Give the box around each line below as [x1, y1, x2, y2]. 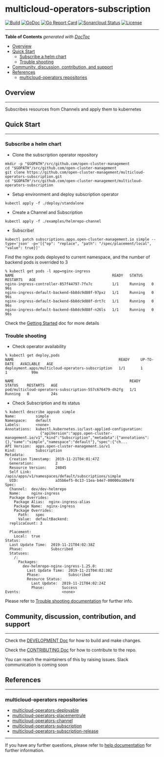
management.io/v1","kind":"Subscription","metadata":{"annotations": [5, 435, 150, 440]
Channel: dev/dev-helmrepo [9, 487, 67, 492]
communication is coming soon [5, 662, 68, 667]
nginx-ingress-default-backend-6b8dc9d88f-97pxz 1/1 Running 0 [5, 290, 154, 295]
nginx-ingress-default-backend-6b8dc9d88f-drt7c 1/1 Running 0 [5, 299, 154, 304]
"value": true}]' [5, 245, 41, 250]
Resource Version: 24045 [9, 465, 67, 471]
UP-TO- [140, 357, 154, 362]
